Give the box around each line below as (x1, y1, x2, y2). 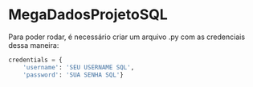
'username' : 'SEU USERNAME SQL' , (22, 63, 135, 71)
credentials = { (8, 56, 63, 64)
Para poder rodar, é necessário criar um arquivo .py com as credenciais (8, 32, 246, 42)
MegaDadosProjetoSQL (8, 6, 169, 24)
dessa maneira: (8, 40, 59, 49)
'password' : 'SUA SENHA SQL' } (22, 70, 124, 79)
